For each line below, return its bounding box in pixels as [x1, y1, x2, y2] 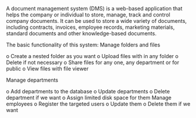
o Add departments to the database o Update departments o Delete [6, 88, 170, 95]
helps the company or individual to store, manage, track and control [6, 11, 171, 18]
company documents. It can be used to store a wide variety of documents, [6, 18, 187, 24]
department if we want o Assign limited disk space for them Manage [6, 94, 172, 101]
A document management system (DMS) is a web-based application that [6, 5, 182, 12]
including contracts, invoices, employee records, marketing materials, [6, 23, 175, 31]
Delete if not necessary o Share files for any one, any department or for [6, 59, 180, 66]
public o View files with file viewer [6, 65, 89, 72]
